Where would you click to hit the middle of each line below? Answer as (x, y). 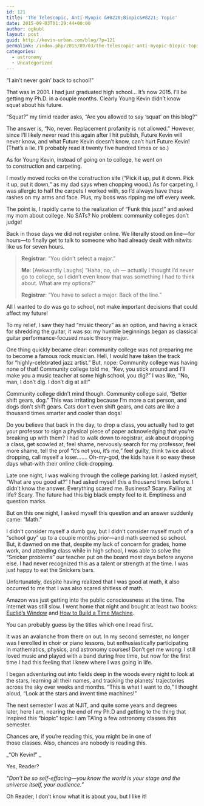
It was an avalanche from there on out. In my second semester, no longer (98, 636)
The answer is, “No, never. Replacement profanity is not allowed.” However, (101, 128)
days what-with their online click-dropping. (60, 463)
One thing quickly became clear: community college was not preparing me (100, 350)
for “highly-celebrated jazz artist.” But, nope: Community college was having (102, 362)
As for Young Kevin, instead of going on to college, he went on (84, 159)
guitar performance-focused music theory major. (67, 337)
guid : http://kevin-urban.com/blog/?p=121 (61, 40)
